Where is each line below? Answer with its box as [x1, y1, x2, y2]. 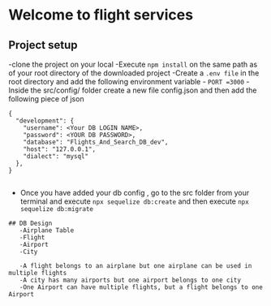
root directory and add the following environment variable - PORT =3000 [8, 77, 245, 86]
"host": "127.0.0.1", [23, 145, 96, 153]
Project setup [8, 38, 79, 52]
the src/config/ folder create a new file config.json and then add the [30, 85, 257, 95]
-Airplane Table [19, 226, 75, 235]
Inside [8, 85, 29, 95]
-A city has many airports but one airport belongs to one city [19, 276, 242, 284]
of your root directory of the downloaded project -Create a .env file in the [8, 68, 260, 78]
